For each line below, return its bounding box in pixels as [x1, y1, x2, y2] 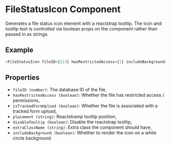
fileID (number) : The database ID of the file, [12, 87, 107, 93]
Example [5, 46, 34, 54]
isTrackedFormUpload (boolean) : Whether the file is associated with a [12, 103, 158, 109]
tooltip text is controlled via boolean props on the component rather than [5, 25, 158, 31]
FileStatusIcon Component [5, 4, 121, 15]
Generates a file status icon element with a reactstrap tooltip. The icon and [5, 20, 162, 26]
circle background [12, 135, 51, 141]
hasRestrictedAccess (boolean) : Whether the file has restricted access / [12, 92, 164, 98]
